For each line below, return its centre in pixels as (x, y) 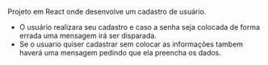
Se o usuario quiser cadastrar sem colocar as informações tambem (131, 44)
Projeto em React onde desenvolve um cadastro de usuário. (107, 12)
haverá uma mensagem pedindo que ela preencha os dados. (120, 53)
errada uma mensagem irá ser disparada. (88, 36)
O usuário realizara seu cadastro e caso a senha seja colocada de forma (139, 27)
